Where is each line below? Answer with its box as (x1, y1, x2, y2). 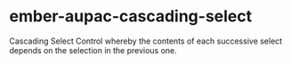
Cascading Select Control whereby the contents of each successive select (9, 36, 283, 46)
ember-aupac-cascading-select (9, 6, 252, 27)
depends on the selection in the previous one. (9, 44, 178, 55)
